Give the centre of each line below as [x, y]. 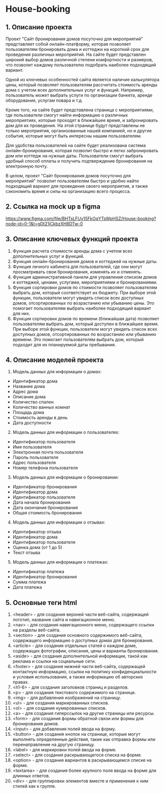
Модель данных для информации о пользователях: [66, 433]
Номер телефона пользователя [45, 468]
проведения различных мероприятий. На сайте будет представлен [76, 54]
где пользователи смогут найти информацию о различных [67, 115]
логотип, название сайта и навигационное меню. [64, 620]
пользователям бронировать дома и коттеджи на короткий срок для [77, 49]
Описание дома [29, 397]
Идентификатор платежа [39, 572]
